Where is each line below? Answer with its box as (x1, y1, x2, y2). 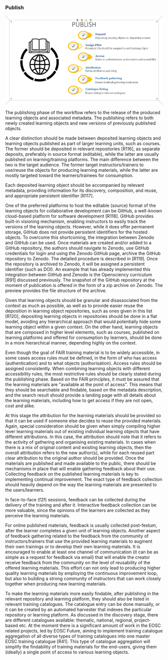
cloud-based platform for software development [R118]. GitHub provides (5, 213, 154, 219)
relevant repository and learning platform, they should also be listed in (5, 595, 149, 602)
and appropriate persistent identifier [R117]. (5, 192, 94, 199)
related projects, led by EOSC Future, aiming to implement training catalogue (5, 627, 163, 633)
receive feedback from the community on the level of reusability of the (5, 559, 150, 565)
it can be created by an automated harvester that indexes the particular (5, 606, 152, 612)
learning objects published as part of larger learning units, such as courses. (5, 140, 161, 146)
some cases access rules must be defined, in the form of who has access (5, 355, 157, 361)
